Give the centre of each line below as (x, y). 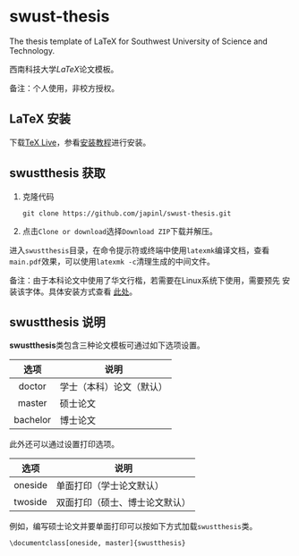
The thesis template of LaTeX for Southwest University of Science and (139, 41)
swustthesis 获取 (57, 173)
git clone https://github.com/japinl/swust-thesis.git (127, 213)
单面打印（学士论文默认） (110, 486)
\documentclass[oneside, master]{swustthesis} (98, 543)
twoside (30, 502)
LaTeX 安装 (40, 119)
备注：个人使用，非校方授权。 (64, 88)
